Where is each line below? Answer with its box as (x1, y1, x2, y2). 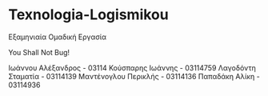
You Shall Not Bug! (8, 47, 70, 57)
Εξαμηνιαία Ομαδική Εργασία (8, 32, 106, 42)
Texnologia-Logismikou (8, 6, 170, 24)
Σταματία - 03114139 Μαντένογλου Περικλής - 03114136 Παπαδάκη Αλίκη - (8, 71, 260, 81)
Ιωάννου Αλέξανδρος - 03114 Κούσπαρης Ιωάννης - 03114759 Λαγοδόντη (8, 62, 256, 73)
